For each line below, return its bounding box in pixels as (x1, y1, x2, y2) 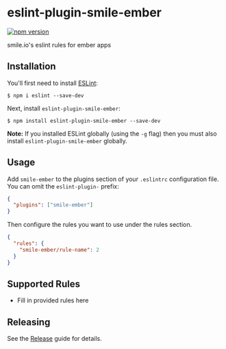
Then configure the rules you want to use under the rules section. (7, 221, 192, 229)
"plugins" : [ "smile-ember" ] (13, 202, 94, 208)
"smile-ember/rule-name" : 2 (19, 246, 99, 253)
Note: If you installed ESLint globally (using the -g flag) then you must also (7, 129, 217, 138)
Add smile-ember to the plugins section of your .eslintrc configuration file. (7, 175, 219, 183)
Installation (7, 60, 56, 73)
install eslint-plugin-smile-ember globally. (7, 136, 128, 145)
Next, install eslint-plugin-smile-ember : (7, 104, 121, 112)
